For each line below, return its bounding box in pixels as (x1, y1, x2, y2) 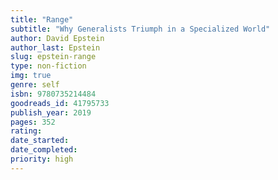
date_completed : (10, 145, 78, 155)
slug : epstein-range (10, 52, 97, 62)
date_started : (10, 136, 70, 146)
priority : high (10, 154, 74, 164)
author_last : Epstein (10, 42, 101, 53)
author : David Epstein (10, 33, 105, 43)
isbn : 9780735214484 (10, 89, 97, 99)
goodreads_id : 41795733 (10, 98, 110, 108)
